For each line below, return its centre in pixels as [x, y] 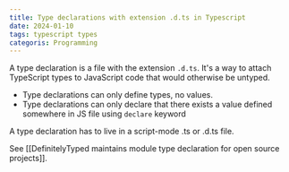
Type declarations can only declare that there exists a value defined [147, 105]
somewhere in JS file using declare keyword [104, 114]
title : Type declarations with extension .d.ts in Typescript [127, 17]
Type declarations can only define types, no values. [117, 95]
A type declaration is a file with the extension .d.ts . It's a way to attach [140, 68]
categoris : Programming [54, 43]
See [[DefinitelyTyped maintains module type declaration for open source [144, 149]
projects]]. [28, 159]
